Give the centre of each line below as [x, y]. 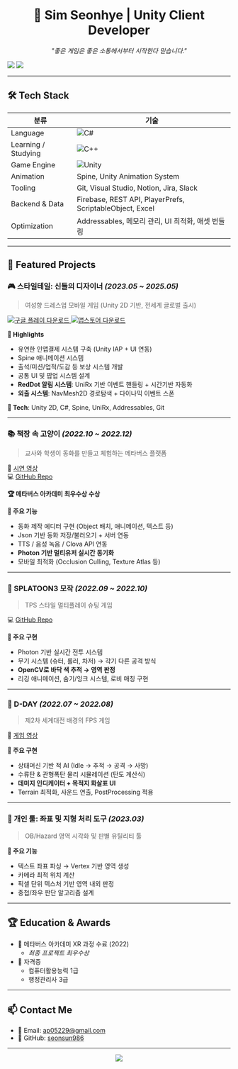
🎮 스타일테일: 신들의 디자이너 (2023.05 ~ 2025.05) [93, 286]
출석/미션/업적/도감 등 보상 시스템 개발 [70, 367]
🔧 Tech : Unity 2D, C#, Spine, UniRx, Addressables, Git [86, 408]
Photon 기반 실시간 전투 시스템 [60, 652]
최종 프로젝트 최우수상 [59, 953]
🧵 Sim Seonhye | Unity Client [119, 15]
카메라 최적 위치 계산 [46, 875]
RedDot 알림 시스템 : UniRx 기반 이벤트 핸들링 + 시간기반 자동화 [105, 385]
